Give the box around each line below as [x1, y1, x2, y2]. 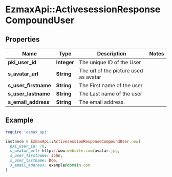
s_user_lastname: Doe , [10, 158, 58, 163]
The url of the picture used [79, 67, 143, 74]
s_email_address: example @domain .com [10, 163, 91, 168]
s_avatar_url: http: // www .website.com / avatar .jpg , [10, 148, 120, 153]
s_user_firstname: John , [10, 153, 63, 159]
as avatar [79, 73, 101, 81]
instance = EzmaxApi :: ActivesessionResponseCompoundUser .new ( [5, 139, 141, 144]
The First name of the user [79, 82, 143, 89]
